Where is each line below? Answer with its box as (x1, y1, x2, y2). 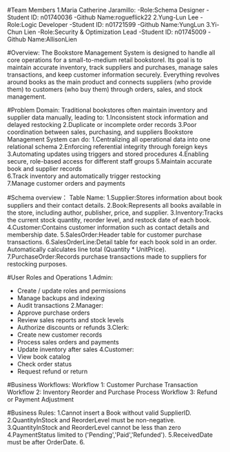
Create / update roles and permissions (17, 286, 126, 295)
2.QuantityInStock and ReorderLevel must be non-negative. (7, 416, 176, 424)
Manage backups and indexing (17, 294, 105, 302)
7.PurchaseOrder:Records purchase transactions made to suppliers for (7, 253, 207, 261)
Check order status (17, 360, 72, 368)
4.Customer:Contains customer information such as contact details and (7, 224, 209, 231)
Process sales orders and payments (17, 338, 119, 346)
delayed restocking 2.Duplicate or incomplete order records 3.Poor (7, 121, 197, 128)
